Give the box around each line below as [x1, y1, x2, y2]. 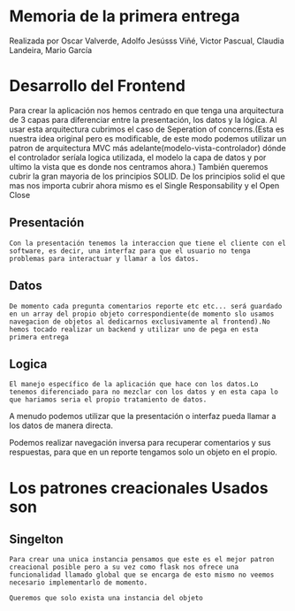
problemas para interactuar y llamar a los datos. [9, 254, 200, 263]
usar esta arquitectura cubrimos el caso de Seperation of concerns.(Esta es [9, 124, 284, 134]
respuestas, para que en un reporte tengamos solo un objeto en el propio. [9, 447, 278, 457]
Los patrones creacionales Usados [9, 477, 269, 498]
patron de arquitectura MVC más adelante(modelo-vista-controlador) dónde [9, 142, 286, 153]
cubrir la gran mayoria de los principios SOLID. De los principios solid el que [9, 171, 285, 181]
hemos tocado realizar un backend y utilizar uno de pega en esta [9, 325, 259, 333]
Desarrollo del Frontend [9, 76, 185, 96]
